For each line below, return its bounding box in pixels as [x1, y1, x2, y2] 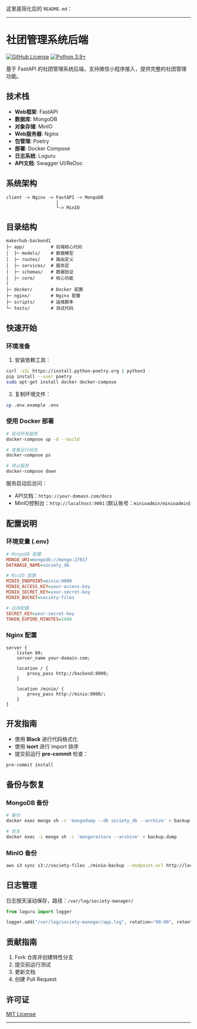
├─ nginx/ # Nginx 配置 [6, 293, 81, 299]
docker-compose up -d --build [6, 436, 80, 442]
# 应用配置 [6, 605, 29, 611]
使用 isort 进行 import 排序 [14, 742, 79, 750]
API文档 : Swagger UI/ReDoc [14, 159, 83, 166]
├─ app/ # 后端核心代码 [6, 244, 83, 250]
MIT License [6, 1010, 36, 1017]
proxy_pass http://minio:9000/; [27, 691, 107, 697]
